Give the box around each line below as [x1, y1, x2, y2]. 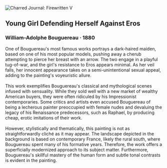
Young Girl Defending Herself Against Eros [5, 19, 141, 28]
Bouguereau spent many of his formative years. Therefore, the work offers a [5, 141, 162, 147]
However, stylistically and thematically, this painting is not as [5, 125, 130, 131]
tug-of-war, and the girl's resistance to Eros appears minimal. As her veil [5, 61, 155, 67]
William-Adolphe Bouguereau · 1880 [5, 34, 95, 41]
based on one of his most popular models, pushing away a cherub [5, 51, 141, 57]
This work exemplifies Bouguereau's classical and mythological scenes [5, 82, 152, 89]
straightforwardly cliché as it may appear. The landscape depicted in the [5, 130, 154, 136]
